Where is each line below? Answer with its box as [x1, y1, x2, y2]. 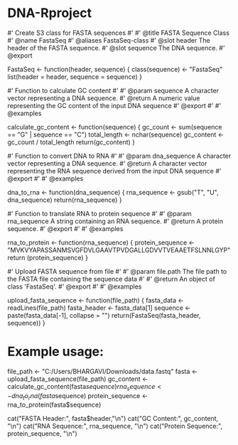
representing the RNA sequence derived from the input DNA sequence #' [7, 166, 222, 175]
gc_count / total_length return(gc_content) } [7, 137, 136, 146]
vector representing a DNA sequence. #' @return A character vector [7, 159, 207, 168]
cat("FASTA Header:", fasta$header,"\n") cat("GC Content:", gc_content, [7, 414, 219, 423]
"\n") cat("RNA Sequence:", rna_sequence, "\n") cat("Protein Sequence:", [7, 422, 222, 431]
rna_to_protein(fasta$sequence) [7, 400, 102, 409]
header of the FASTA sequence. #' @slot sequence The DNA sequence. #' [7, 43, 225, 52]
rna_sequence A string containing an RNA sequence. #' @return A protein [7, 217, 224, 225]
